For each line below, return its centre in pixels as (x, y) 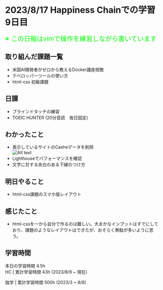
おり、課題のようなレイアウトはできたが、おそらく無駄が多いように (81, 230)
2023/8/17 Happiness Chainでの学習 (80, 10)
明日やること (24, 181)
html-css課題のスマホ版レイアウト (47, 194)
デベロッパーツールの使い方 (40, 75)
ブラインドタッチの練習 (36, 111)
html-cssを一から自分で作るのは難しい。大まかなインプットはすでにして (85, 224)
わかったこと (24, 134)
